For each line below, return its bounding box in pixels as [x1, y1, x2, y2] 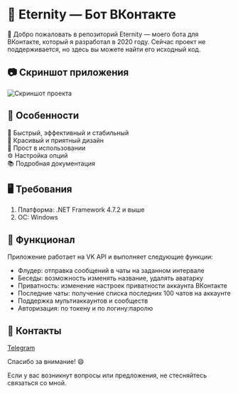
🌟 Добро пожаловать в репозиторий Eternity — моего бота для [7, 30, 199, 38]
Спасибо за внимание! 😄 [7, 357, 85, 365]
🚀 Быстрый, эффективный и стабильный [7, 128, 129, 137]
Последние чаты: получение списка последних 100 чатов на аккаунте [17, 289, 231, 298]
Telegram [7, 344, 36, 352]
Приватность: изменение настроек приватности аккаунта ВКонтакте [17, 281, 227, 290]
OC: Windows [17, 213, 58, 222]
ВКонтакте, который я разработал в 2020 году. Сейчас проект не [7, 37, 206, 45]
